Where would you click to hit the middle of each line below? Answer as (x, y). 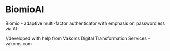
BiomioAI (25, 9)
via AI (11, 28)
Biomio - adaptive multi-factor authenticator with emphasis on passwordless (85, 23)
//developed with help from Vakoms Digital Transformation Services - (78, 38)
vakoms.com (19, 43)
